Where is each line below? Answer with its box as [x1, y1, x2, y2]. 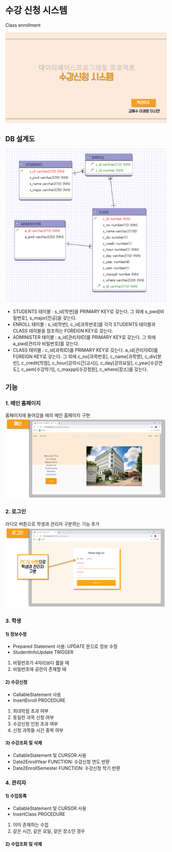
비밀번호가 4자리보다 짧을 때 [12, 660, 70, 666]
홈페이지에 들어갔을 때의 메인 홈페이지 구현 [5, 412, 91, 418]
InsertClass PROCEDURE [12, 811, 66, 817]
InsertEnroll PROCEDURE [12, 697, 66, 703]
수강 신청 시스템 [5, 5, 68, 16]
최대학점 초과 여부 [12, 708, 49, 714]
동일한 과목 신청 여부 [12, 714, 54, 720]
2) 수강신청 [5, 679, 28, 685]
